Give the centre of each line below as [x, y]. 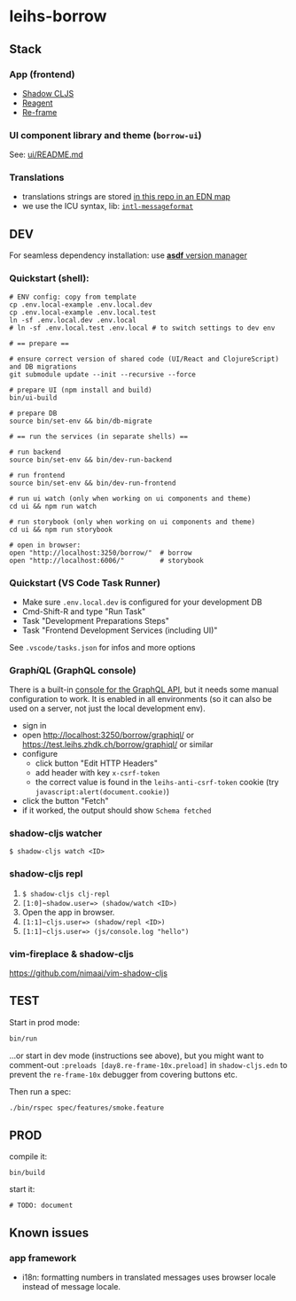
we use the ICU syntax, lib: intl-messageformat [108, 206]
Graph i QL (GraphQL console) [73, 670]
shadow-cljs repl [46, 874]
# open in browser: [45, 545]
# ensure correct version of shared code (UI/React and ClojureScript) [144, 359]
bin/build [27, 1173]
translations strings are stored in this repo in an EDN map [126, 197]
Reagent [37, 103]
